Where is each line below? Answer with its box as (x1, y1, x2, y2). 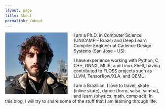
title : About (5, 13, 32, 18)
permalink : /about (5, 18, 43, 23)
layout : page (5, 8, 32, 13)
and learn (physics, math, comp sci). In (73, 93, 153, 99)
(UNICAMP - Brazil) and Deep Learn (73, 37, 147, 44)
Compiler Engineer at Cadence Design (73, 43, 152, 49)
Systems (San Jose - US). (73, 48, 126, 54)
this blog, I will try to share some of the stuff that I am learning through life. (5, 98, 157, 104)
